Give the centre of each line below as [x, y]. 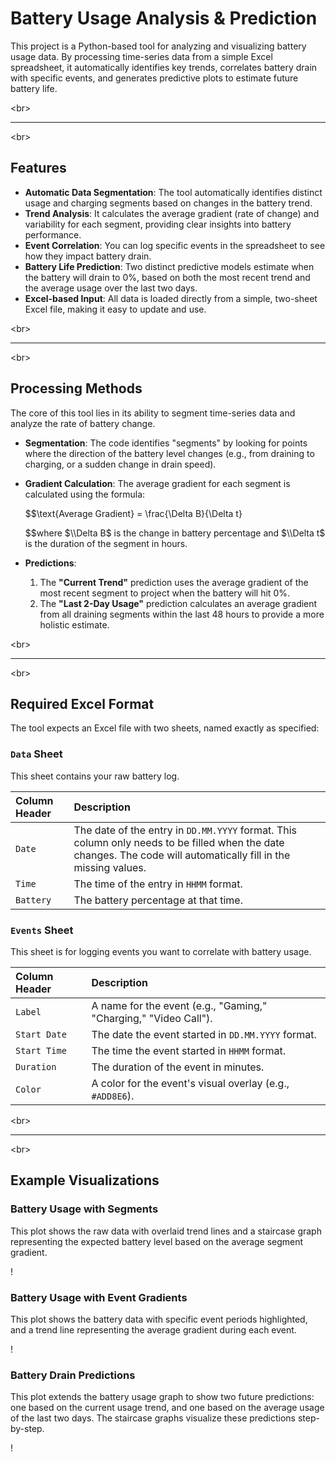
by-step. [27, 1429]
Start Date [41, 1034]
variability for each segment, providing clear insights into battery [158, 224]
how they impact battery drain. [88, 256]
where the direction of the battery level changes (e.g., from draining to [169, 453]
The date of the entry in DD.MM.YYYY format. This [185, 830]
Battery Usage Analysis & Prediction [164, 18]
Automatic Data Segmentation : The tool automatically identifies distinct [173, 192]
